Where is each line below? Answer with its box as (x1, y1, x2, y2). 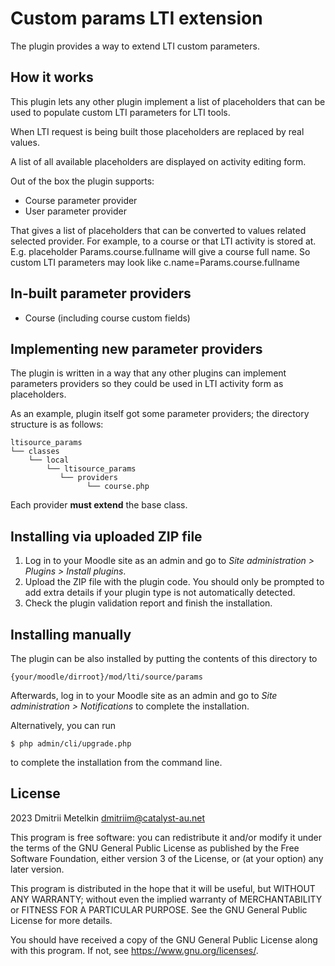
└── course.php (86, 482, 150, 492)
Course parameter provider (24, 194, 138, 206)
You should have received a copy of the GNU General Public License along (10, 933, 318, 946)
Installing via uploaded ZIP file (10, 528, 203, 545)
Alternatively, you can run (10, 720, 117, 731)
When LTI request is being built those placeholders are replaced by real (10, 125, 305, 137)
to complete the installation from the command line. (10, 757, 223, 768)
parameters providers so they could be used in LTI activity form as (10, 378, 284, 390)
